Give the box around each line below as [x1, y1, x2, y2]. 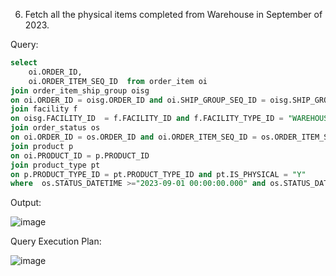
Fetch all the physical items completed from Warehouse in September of [24, 9, 323, 20]
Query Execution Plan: [10, 235, 102, 248]
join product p [10, 141, 74, 151]
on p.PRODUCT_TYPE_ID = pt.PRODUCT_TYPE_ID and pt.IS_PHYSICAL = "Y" [10, 169, 307, 179]
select [10, 58, 38, 68]
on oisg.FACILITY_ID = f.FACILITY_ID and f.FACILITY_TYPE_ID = [10, 114, 284, 124]
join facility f [10, 104, 78, 114]
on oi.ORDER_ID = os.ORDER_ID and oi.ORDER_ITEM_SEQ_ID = [10, 132, 257, 142]
